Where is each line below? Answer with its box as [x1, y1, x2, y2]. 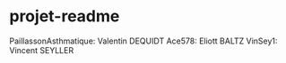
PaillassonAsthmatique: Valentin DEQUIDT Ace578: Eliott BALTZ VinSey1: [9, 35, 278, 46]
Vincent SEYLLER [9, 44, 74, 55]
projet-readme [9, 6, 120, 27]
